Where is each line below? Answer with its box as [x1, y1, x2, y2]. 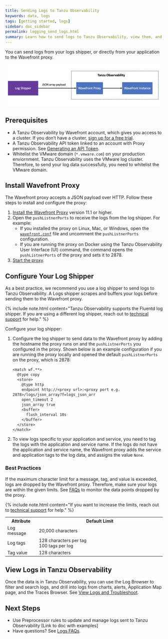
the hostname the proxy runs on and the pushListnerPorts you [12, 341, 141, 347]
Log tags [7, 540, 26, 546]
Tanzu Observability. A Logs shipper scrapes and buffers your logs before [5, 290, 157, 296]
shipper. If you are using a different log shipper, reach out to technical [5, 311, 149, 317]
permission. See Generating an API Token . [12, 145, 100, 151]
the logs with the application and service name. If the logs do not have [12, 441, 157, 448]
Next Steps [5, 604, 40, 612]
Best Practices [5, 465, 41, 472]
